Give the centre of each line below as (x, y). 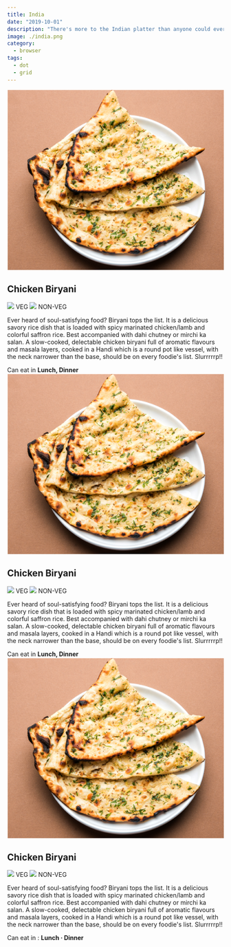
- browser (27, 51)
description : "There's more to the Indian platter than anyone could (109, 29)
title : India (26, 14)
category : (21, 44)
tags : (15, 58)
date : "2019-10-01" (35, 22)
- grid (23, 72)
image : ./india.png (35, 36)
